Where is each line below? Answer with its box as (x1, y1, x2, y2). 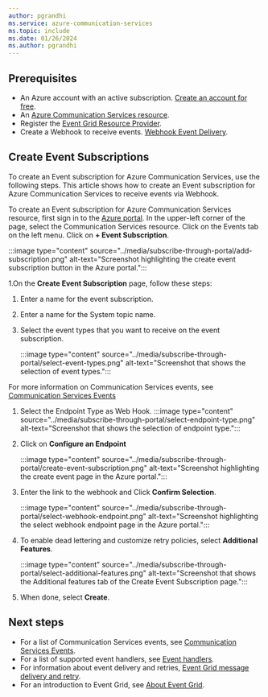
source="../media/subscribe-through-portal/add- (89, 245, 253, 255)
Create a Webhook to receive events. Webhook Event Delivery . (19, 126, 229, 137)
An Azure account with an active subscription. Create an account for (19, 93, 248, 102)
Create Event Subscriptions (8, 151, 150, 164)
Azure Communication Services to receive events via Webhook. (8, 188, 220, 198)
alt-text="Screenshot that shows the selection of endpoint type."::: (19, 423, 241, 433)
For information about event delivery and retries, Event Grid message (19, 662, 249, 672)
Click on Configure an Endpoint (19, 439, 126, 448)
